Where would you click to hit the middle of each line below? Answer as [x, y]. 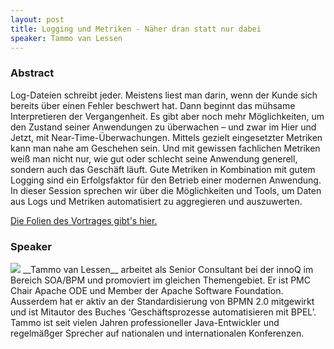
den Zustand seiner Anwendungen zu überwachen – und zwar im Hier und [163, 127]
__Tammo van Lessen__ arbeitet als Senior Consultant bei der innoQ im [168, 269]
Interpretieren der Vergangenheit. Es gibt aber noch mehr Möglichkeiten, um [167, 116]
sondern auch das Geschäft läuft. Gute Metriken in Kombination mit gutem [163, 169]
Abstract [32, 73]
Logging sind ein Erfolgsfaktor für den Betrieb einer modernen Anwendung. [166, 180]
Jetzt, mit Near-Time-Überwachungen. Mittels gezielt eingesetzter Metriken [166, 137]
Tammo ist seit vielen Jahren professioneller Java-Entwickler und [145, 322]
